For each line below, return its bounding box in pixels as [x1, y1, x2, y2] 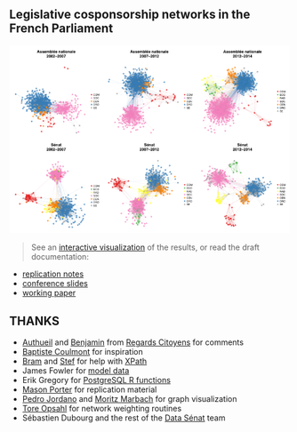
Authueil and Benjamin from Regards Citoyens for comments [21, 337, 245, 348]
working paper [21, 288, 76, 299]
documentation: [30, 252, 89, 262]
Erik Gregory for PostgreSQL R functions [21, 375, 172, 386]
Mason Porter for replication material [21, 384, 157, 395]
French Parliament [9, 21, 114, 36]
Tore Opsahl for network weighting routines [21, 404, 182, 414]
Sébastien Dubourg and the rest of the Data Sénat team [21, 412, 226, 423]
